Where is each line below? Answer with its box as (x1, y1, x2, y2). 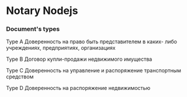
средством (6, 73, 34, 80)
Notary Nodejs (6, 4, 78, 18)
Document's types (6, 25, 60, 33)
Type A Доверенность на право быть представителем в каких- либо (6, 38, 177, 45)
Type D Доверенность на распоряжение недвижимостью (6, 85, 151, 92)
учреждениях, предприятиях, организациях (6, 44, 116, 51)
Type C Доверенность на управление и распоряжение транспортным (6, 67, 181, 74)
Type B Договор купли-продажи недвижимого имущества (6, 56, 153, 63)
